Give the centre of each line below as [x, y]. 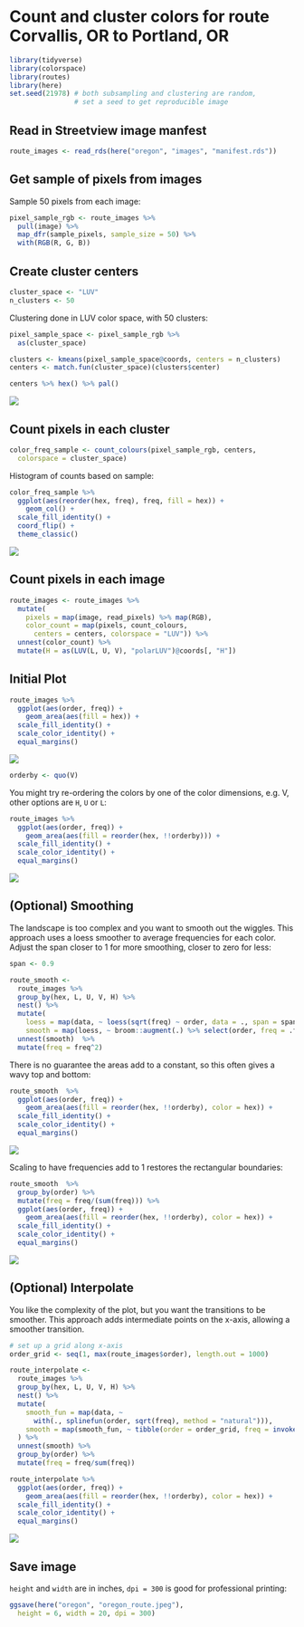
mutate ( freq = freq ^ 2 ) [60, 1048]
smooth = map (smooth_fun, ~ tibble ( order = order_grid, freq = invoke [161, 1429]
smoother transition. [47, 1329]
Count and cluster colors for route [139, 17]
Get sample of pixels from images [106, 180]
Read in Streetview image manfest [108, 130]
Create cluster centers [74, 271]
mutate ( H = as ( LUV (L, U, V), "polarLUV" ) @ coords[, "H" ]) [127, 651]
